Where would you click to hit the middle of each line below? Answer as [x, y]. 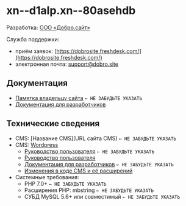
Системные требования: [47, 177]
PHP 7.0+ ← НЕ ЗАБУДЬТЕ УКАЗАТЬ [65, 183]
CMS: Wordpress [37, 144]
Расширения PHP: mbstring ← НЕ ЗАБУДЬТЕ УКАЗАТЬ [89, 190]
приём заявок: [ [36, 51]
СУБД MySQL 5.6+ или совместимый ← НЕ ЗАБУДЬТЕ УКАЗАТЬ [102, 196]
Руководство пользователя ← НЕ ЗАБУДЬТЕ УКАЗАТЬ [89, 151]
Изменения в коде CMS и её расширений [78, 171]
